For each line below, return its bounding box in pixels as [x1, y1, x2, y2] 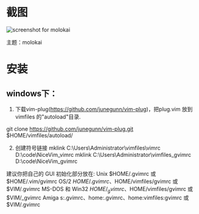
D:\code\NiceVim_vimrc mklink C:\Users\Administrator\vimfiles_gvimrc [15, 151, 192, 158]
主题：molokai [6, 38, 43, 46]
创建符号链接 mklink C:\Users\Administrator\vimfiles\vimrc [15, 144, 161, 151]
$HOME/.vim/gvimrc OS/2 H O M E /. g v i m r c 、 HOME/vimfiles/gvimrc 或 [6, 178, 178, 185]
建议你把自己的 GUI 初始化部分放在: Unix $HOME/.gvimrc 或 [6, 170, 156, 177]
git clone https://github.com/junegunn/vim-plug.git [6, 125, 134, 133]
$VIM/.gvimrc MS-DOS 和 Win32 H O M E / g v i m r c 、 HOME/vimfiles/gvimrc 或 [6, 185, 194, 194]
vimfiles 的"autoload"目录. [15, 113, 81, 120]
